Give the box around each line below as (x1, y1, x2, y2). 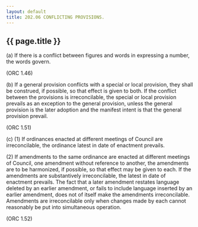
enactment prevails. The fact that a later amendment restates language (6, 178, 180, 186)
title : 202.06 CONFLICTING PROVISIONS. (6, 14, 105, 20)
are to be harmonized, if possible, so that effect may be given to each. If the (6, 166, 191, 173)
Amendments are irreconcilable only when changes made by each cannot (6, 197, 187, 204)
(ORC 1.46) (6, 69, 33, 77)
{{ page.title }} (6, 36, 61, 46)
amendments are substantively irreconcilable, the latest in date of (6, 172, 166, 180)
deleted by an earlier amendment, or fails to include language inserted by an (6, 185, 193, 192)
